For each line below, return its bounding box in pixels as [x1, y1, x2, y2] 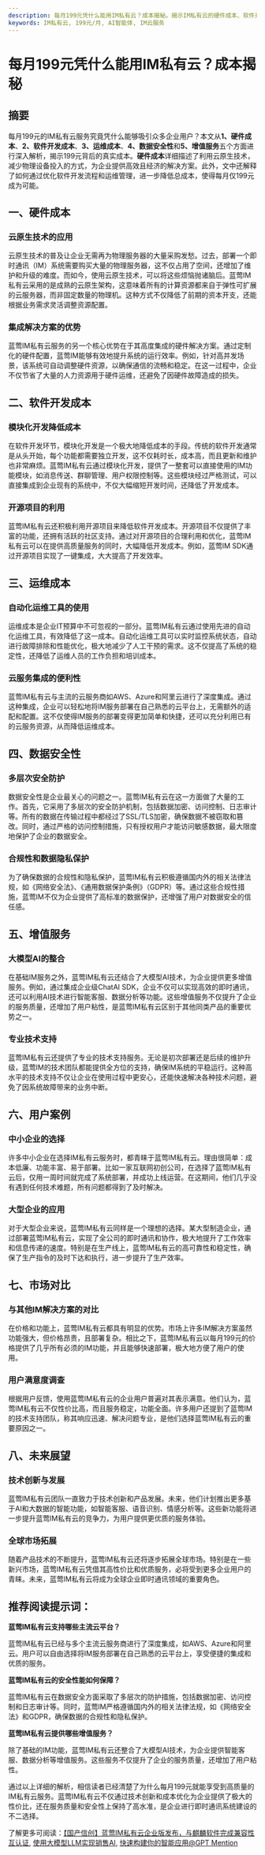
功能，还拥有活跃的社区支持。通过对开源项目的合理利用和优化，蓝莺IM [21, 532, 252, 541]
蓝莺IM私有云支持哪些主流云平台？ [8, 1622, 121, 1632]
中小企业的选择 [8, 1133, 65, 1144]
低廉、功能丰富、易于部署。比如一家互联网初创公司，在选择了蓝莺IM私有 [14, 1163, 252, 1172]
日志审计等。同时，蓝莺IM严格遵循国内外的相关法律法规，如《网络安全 [21, 1702, 252, 1711]
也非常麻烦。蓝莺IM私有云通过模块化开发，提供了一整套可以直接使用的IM [8, 461, 246, 470]
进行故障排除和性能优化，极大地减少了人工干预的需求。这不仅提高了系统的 [8, 641, 250, 651]
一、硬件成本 [8, 206, 71, 219]
